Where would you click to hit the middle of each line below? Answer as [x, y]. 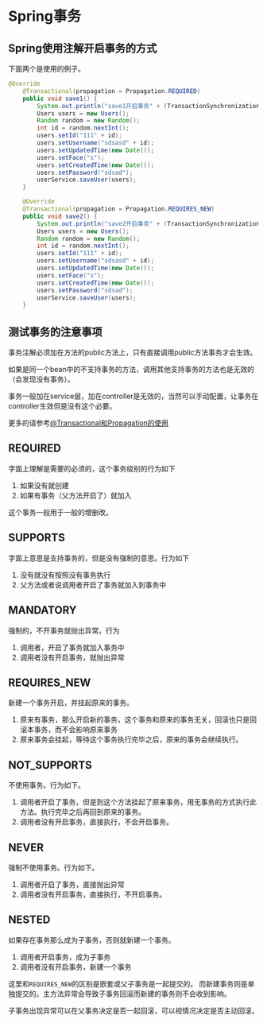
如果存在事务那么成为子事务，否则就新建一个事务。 [92, 940]
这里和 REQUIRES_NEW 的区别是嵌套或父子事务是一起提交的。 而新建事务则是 [128, 983]
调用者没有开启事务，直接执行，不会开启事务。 [96, 822]
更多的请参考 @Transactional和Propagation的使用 [89, 423]
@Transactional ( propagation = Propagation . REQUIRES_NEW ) [119, 209]
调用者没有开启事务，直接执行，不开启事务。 [93, 894]
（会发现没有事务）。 [41, 379]
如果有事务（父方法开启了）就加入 [75, 495]
